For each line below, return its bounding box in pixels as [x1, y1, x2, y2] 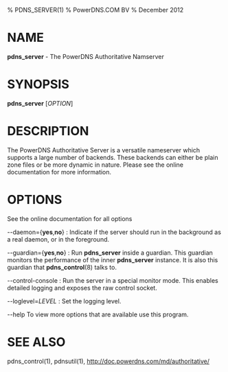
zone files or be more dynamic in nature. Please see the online [7, 161, 184, 169]
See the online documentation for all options [7, 214, 133, 222]
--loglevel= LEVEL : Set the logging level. [7, 297, 122, 305]
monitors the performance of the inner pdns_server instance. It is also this [7, 255, 218, 264]
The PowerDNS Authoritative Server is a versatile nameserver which [7, 146, 201, 154]
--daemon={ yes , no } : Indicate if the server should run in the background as [7, 228, 222, 236]
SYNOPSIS [7, 77, 70, 92]
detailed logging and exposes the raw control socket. [7, 283, 158, 292]
